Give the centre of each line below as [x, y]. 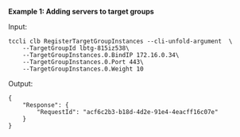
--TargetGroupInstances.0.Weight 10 [83, 69]
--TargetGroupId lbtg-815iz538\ [76, 48]
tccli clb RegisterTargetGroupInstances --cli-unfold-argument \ [120, 41]
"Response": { [46, 105]
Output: [21, 84]
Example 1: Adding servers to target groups [81, 11]
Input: [18, 27]
